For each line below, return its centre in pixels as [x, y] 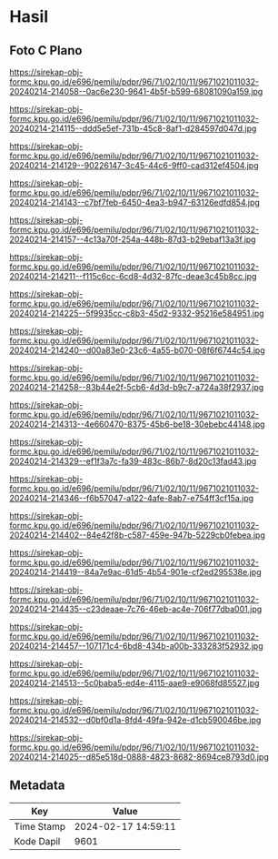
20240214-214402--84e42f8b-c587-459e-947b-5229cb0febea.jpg [138, 535]
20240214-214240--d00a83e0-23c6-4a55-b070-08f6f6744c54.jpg [137, 350]
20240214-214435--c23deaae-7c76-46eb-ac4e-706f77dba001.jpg [136, 609]
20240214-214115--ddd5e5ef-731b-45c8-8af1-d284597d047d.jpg [133, 128]
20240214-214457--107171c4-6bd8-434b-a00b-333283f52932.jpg [136, 646]
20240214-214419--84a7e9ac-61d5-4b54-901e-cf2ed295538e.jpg [135, 572]
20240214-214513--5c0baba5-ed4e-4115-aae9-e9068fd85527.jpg [134, 683]
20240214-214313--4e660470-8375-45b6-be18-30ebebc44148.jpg [137, 424]
